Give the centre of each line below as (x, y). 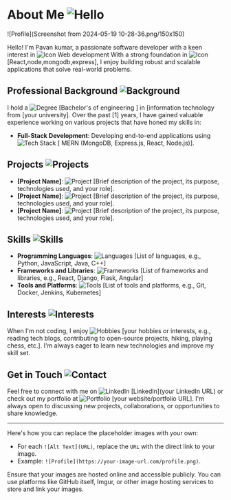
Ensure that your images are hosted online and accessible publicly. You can (114, 474)
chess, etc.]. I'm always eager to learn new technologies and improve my (111, 346)
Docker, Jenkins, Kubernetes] (59, 292)
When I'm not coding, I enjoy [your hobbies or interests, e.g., (109, 331)
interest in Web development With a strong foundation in (97, 54)
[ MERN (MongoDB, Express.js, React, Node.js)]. (126, 143)
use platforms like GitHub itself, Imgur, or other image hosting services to (111, 482)
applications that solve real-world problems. (69, 69)
